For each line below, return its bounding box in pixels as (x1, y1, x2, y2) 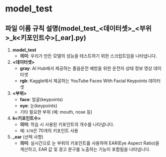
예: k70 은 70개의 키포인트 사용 (19, 128, 79, 134)
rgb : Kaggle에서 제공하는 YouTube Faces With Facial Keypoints (19, 78, 148, 84)
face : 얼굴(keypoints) (19, 97, 63, 102)
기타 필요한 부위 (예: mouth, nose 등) (19, 109, 93, 115)
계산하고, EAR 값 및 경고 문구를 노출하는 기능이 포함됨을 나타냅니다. (19, 147, 151, 152)
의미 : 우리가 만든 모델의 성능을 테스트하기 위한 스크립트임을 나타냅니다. (19, 53, 157, 59)
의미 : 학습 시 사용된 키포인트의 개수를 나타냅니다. (19, 122, 115, 127)
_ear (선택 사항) (12, 134, 44, 140)
